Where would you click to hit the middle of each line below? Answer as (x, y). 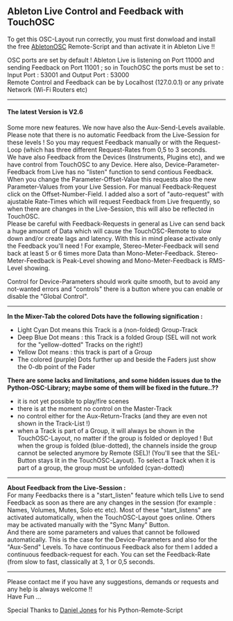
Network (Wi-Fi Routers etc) (48, 89)
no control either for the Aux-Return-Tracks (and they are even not (112, 416)
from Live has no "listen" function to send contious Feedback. (125, 172)
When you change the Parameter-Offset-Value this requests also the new (112, 180)
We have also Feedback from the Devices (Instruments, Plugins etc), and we (116, 157)
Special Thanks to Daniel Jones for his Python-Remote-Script (95, 610)
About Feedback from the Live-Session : (67, 488)
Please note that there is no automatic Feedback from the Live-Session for (113, 135)
